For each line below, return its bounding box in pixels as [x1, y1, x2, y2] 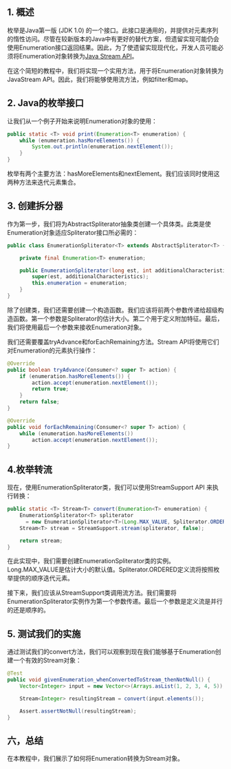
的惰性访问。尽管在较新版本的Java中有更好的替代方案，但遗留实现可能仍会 [7, 34, 220, 43]
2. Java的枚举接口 [7, 97, 85, 109]
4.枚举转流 [7, 463, 53, 475]
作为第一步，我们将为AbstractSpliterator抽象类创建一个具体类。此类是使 [7, 220, 212, 228]
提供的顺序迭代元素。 [12, 574, 74, 582]
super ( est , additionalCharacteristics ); [32, 273, 149, 280]
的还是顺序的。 [7, 606, 49, 614]
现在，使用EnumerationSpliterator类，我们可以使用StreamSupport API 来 [7, 483, 213, 492]
